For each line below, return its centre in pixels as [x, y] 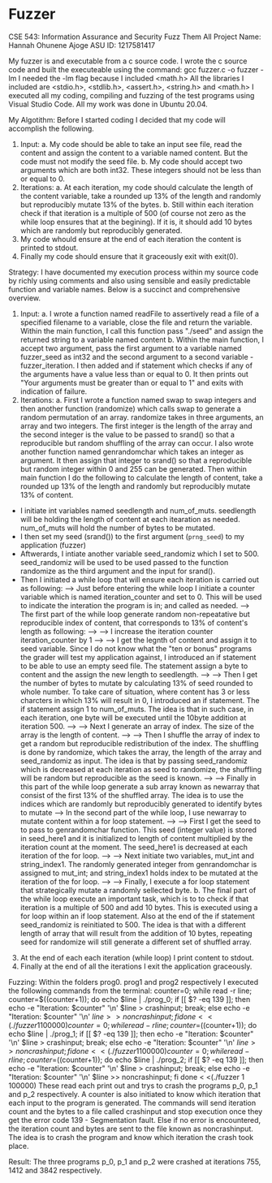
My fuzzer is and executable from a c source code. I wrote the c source [128, 61]
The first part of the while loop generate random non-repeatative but [135, 614]
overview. [24, 298]
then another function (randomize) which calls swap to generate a [130, 408]
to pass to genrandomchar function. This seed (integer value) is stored [138, 830]
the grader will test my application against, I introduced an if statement [138, 657]
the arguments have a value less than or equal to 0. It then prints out [134, 373]
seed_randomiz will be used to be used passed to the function [124, 562]
